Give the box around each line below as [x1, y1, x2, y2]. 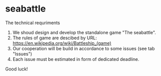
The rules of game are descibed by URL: [12, 35, 97, 41]
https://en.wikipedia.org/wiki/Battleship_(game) [12, 40, 111, 46]
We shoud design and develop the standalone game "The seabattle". [12, 29, 156, 35]
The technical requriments [5, 20, 60, 26]
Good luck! [5, 66, 28, 72]
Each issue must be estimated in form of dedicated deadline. [12, 56, 140, 62]
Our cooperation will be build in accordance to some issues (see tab [12, 45, 155, 51]
